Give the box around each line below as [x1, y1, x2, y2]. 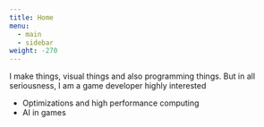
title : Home [9, 13, 54, 22]
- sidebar [17, 38, 54, 47]
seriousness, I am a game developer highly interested [9, 80, 207, 91]
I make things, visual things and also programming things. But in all [9, 71, 256, 81]
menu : [9, 21, 30, 30]
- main [17, 30, 42, 38]
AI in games [21, 107, 67, 118]
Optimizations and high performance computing [21, 97, 200, 108]
